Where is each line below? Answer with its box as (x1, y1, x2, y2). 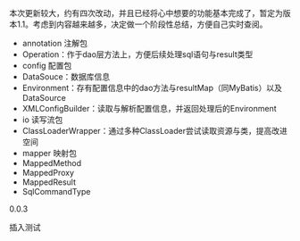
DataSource (21, 93, 67, 103)
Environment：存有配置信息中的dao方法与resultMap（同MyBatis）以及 (21, 83, 283, 93)
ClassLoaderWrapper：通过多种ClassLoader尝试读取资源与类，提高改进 (21, 126, 287, 136)
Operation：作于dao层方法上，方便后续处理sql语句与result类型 (21, 49, 254, 60)
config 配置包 (21, 61, 72, 71)
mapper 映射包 (21, 148, 78, 158)
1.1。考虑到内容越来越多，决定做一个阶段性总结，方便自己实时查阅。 (16, 19, 268, 29)
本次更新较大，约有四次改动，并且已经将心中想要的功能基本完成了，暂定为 (9, 8, 283, 18)
